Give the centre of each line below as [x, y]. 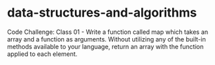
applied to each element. [42, 54]
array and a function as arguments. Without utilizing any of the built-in [106, 39]
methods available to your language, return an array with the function [105, 46]
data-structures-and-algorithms [102, 13]
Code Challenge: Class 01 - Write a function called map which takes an [108, 32]
